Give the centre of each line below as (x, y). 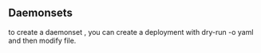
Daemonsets (41, 13)
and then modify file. (42, 40)
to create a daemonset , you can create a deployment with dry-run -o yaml (131, 32)
